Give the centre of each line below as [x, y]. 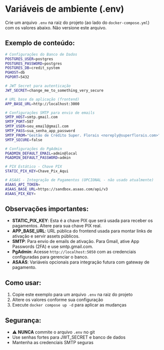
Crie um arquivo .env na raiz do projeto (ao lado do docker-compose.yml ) [77, 22]
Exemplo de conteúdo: [40, 43]
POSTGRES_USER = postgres [29, 59]
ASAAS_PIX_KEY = [20, 194]
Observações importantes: [47, 209]
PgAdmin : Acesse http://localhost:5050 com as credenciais [74, 252]
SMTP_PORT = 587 [20, 122]
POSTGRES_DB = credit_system [32, 68]
